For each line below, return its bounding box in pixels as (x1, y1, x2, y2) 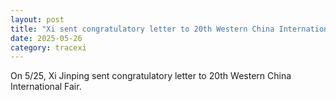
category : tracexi (10, 42, 87, 53)
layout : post (10, 14, 65, 25)
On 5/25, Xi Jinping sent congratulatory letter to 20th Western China (10, 70, 292, 82)
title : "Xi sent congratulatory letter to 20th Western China (10, 24, 275, 34)
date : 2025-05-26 (10, 33, 83, 43)
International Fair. (10, 81, 82, 93)
